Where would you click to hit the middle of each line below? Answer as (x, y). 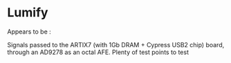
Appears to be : (29, 32)
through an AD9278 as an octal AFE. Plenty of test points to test (98, 52)
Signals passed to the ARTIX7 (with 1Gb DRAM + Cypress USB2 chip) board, (116, 45)
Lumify (28, 13)
